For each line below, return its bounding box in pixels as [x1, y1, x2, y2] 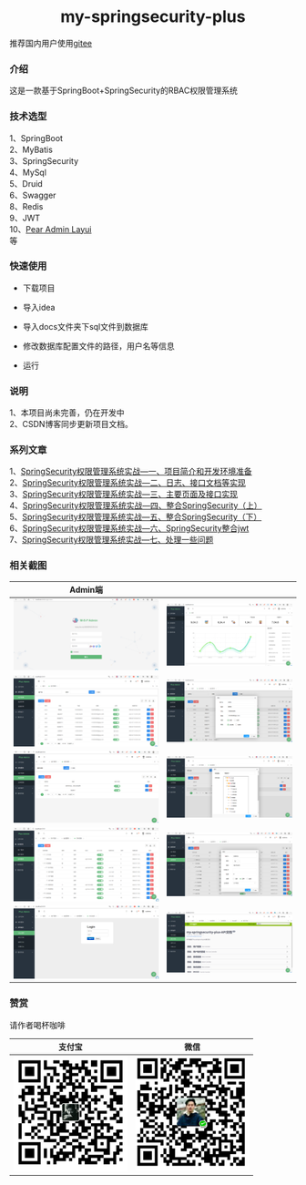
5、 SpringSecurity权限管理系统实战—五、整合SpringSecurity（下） [9, 512, 262, 523]
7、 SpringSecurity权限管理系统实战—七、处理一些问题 [9, 535, 214, 546]
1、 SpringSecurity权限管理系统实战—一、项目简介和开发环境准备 [9, 466, 252, 477]
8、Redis [9, 200, 44, 211]
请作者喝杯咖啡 [9, 1019, 66, 1030]
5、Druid [9, 178, 43, 189]
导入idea [22, 301, 56, 312]
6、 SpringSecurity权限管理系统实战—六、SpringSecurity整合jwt [9, 523, 250, 534]
